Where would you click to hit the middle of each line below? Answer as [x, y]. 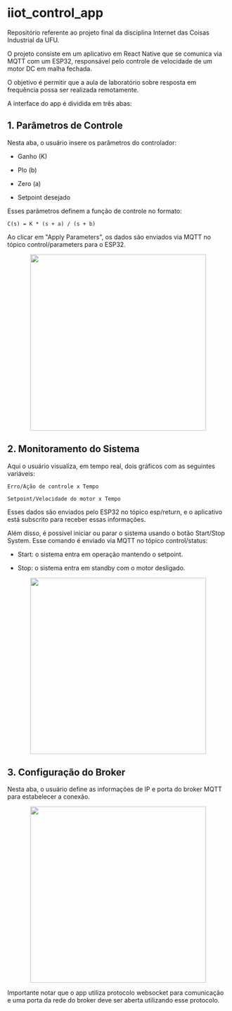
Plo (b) [27, 170]
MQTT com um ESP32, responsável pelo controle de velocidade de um [110, 61]
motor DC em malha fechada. [50, 68]
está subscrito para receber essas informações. [77, 519]
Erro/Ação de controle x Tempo [53, 486]
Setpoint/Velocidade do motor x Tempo [64, 498]
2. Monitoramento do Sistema [73, 449]
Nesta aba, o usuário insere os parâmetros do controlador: [92, 142]
